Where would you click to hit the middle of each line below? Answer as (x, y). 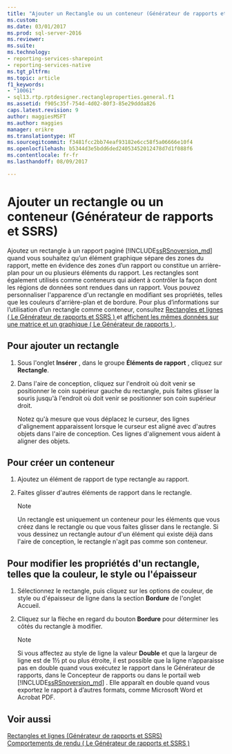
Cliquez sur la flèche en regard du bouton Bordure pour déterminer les (118, 619)
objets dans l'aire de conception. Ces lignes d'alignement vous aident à (119, 433)
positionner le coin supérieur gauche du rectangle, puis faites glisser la (118, 391)
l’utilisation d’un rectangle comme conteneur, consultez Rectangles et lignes (115, 309)
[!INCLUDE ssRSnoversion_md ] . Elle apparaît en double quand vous (113, 683)
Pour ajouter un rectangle (63, 346)
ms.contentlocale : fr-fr (43, 155)
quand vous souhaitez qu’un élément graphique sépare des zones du (106, 258)
